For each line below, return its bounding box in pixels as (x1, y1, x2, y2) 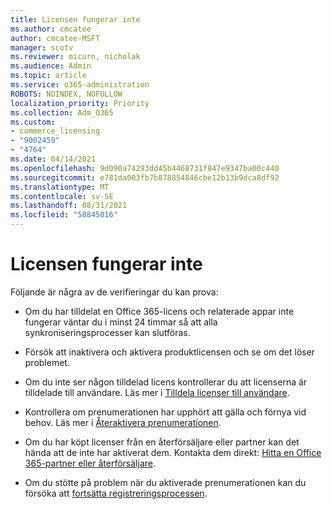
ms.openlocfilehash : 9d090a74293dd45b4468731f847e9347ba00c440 (10, 163, 280, 173)
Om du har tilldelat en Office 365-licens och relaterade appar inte (24, 305, 295, 317)
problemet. (24, 356, 70, 368)
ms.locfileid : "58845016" (10, 210, 118, 220)
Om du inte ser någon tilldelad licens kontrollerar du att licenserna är (24, 376, 308, 388)
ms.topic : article (10, 71, 87, 81)
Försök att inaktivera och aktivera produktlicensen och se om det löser (24, 346, 316, 358)
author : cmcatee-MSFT (10, 33, 101, 43)
